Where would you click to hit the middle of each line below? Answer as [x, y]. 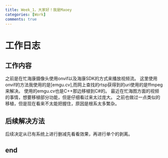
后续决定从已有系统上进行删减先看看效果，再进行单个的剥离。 [69, 134]
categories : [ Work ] [26, 15]
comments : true [21, 19]
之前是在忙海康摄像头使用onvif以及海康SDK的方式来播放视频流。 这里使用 [81, 79]
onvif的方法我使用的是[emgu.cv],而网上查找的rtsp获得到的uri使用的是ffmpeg [84, 85]
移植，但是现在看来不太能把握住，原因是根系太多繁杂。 [62, 104]
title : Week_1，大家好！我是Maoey [39, 10]
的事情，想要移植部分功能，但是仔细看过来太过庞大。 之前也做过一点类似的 [83, 97]
